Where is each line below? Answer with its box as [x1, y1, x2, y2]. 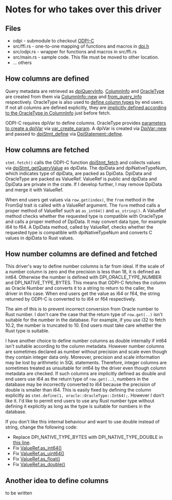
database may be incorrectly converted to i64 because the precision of [5, 381, 156, 387]
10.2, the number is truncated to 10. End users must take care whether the [5, 322, 162, 328]
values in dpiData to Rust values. [5, 235, 74, 241]
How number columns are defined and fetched [5, 250, 158, 258]
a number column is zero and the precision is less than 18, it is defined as [5, 269, 160, 275]
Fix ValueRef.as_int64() [12, 445, 62, 451]
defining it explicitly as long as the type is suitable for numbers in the [5, 403, 151, 410]
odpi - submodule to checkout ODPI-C [12, 38, 94, 44]
